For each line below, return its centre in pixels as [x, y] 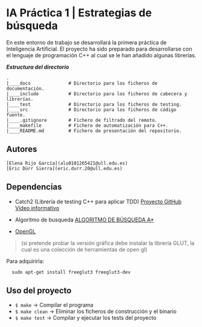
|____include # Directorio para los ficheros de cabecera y [97, 94]
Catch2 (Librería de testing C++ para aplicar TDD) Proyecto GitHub [98, 202]
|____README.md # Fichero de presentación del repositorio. [94, 131]
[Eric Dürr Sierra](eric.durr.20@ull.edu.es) [64, 168]
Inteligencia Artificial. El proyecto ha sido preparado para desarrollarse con [99, 49]
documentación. [25, 88]
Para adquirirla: [25, 261]
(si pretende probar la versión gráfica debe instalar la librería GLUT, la [108, 243]
